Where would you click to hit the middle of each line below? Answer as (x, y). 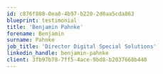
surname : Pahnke (31, 40)
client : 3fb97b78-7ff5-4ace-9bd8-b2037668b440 (77, 60)
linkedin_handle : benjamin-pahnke (58, 54)
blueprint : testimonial (42, 20)
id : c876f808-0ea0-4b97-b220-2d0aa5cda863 (70, 14)
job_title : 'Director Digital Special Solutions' (82, 47)
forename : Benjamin (36, 33)
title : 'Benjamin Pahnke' (45, 27)
